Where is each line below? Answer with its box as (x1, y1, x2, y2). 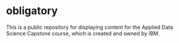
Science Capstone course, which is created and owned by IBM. (6, 29, 160, 37)
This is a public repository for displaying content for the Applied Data (6, 24, 174, 31)
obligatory (6, 4, 58, 18)
